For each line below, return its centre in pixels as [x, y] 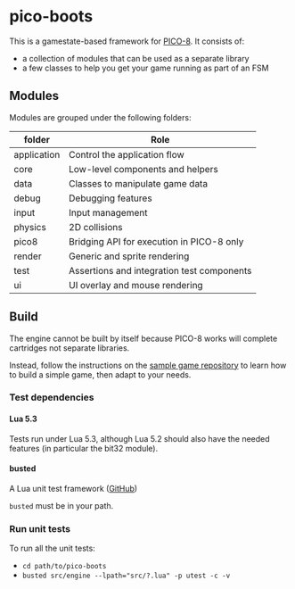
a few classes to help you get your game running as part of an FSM [145, 68]
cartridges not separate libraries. [70, 348]
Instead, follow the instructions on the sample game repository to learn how [148, 365]
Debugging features [111, 198]
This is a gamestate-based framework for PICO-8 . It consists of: [127, 41]
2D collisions [95, 227]
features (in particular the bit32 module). [84, 448]
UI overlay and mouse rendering [135, 285]
